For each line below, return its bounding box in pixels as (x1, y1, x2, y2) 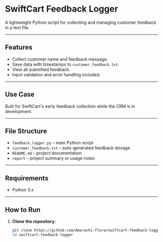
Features (5, 43, 33, 52)
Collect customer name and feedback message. (12, 56, 108, 62)
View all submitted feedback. (12, 67, 70, 72)
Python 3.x (12, 187, 34, 193)
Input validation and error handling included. (12, 71, 101, 77)
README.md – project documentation (12, 150, 82, 156)
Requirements (5, 174, 49, 182)
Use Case (5, 90, 35, 99)
